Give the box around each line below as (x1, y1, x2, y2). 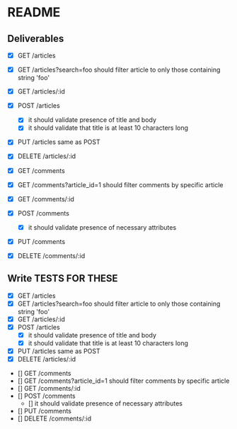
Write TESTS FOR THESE (7, 272, 118, 284)
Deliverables (7, 33, 64, 45)
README (7, 4, 61, 21)
